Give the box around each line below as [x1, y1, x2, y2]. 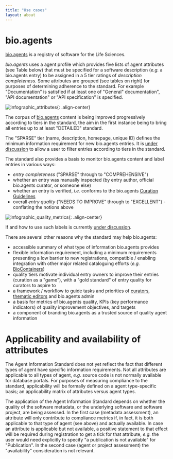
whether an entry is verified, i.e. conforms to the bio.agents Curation [12, 188, 159, 194]
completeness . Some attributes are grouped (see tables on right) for [5, 78, 150, 84]
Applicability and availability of [5, 333, 141, 345]
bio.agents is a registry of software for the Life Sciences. [5, 51, 126, 58]
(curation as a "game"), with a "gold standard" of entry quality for [12, 277, 152, 283]
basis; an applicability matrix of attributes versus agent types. [5, 389, 136, 395]
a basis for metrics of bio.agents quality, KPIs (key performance [12, 299, 148, 305]
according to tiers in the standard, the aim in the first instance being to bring [5, 119, 167, 126]
